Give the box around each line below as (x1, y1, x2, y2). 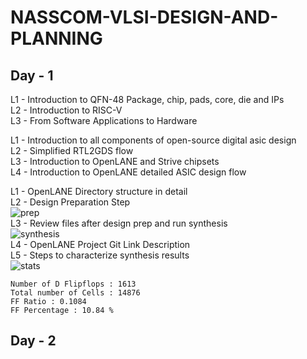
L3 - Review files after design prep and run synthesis (10, 217, 228, 229)
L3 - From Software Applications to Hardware (10, 115, 198, 126)
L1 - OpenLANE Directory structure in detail (10, 186, 188, 197)
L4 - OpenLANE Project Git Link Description (10, 239, 191, 250)
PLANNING (10, 27, 103, 50)
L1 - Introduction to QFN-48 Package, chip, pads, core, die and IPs (10, 94, 285, 105)
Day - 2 (10, 332, 57, 350)
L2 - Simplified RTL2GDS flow (10, 145, 134, 156)
